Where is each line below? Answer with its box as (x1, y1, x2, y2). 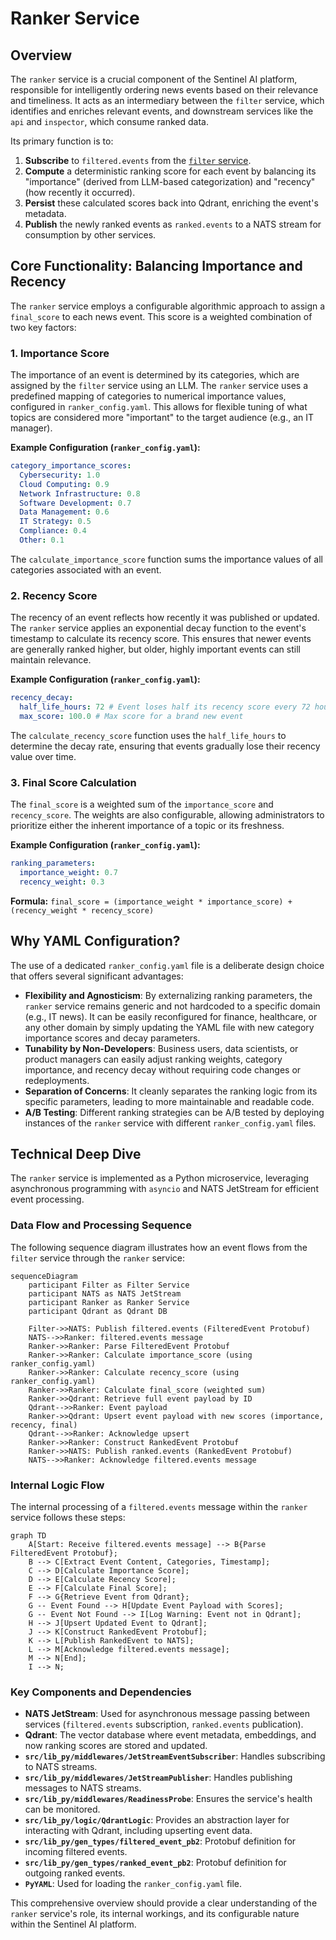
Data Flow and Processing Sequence (10, 1218, 192, 1232)
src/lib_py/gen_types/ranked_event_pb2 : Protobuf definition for (24, 1857, 287, 1869)
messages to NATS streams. (24, 1782, 142, 1794)
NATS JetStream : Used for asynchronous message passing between (24, 1708, 310, 1720)
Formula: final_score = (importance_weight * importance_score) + (10, 895, 293, 907)
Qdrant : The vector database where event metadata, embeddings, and (24, 1729, 317, 1741)
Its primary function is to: (10, 135, 114, 147)
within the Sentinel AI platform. (10, 1918, 137, 1931)
